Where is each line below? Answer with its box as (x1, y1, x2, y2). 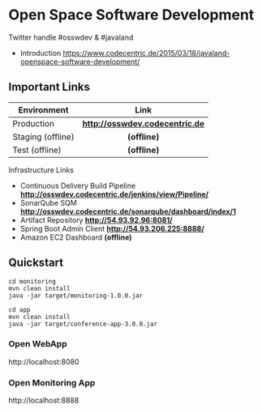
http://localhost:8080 (8, 356, 79, 366)
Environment (18, 104, 69, 115)
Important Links (8, 80, 91, 94)
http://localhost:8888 (8, 395, 79, 406)
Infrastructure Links (8, 164, 75, 175)
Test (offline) (12, 144, 62, 155)
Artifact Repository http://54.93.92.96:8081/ (19, 215, 173, 224)
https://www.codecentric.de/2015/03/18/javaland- (62, 48, 230, 57)
